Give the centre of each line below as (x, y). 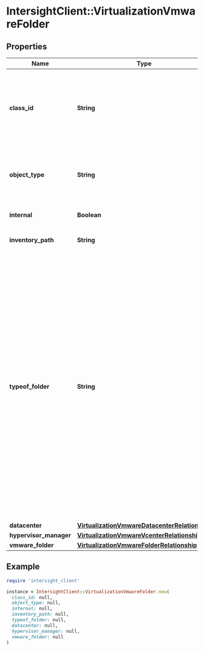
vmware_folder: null (38, 637)
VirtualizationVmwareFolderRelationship (137, 545)
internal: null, (32, 608)
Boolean (89, 215)
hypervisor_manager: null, (46, 631)
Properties (27, 46)
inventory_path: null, (40, 615)
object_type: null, (36, 603)
